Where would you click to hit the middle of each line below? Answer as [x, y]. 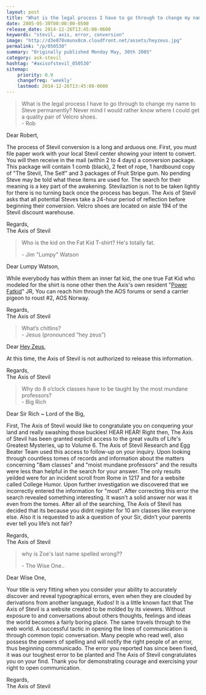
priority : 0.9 [35, 75]
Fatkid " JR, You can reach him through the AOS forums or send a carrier [97, 291]
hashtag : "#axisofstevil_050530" [49, 63]
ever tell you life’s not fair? [39, 523]
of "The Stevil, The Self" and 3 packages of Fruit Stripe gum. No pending [99, 173]
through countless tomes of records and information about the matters [96, 458]
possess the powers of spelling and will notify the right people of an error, [100, 642]
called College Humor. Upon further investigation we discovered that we [97, 484]
